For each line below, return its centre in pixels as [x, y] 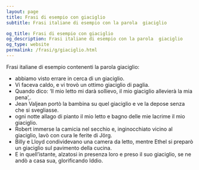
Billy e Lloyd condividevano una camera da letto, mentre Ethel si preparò [104, 141]
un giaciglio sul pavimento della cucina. [63, 148]
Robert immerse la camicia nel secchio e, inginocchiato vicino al [94, 129]
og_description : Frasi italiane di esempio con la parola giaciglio [95, 39]
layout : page [22, 12]
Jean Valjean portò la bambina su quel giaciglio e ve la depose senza [100, 103]
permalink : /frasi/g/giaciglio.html [52, 50]
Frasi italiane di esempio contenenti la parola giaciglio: [73, 67]
